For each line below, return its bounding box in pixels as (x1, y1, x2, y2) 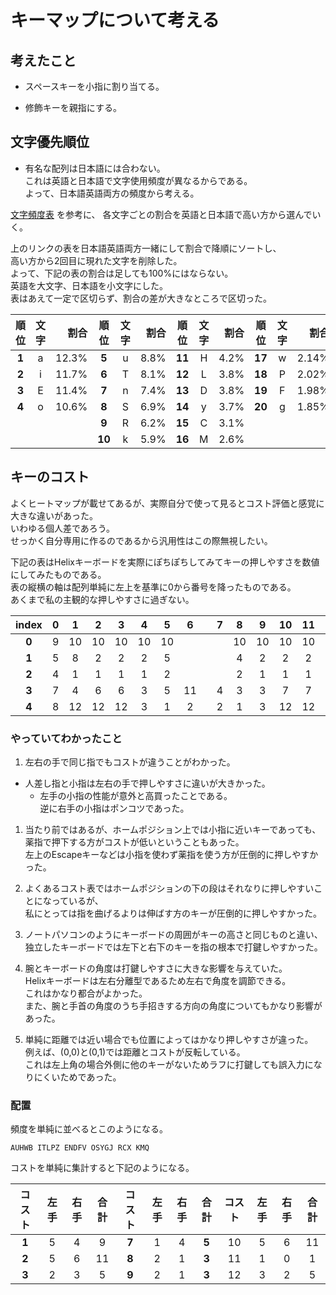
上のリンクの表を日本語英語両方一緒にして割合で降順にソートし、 (10, 242, 282, 254)
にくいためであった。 (33, 1071, 122, 1083)
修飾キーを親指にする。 (24, 102, 122, 113)
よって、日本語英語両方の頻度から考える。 (24, 187, 200, 199)
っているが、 (51, 894, 104, 906)
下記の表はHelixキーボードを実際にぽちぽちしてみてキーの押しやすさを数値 (10, 556, 320, 568)
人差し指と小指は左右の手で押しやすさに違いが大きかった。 (24, 777, 271, 789)
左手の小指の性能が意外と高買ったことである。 (39, 789, 233, 801)
